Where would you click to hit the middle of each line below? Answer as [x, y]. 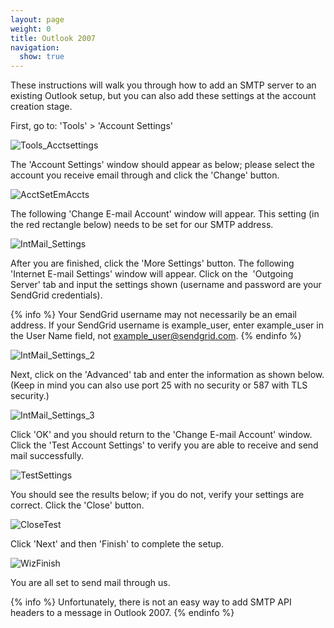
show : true [42, 57]
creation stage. [41, 107]
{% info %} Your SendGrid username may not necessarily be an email [153, 315]
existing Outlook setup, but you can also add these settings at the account [163, 96]
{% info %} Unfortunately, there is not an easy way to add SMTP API [151, 602]
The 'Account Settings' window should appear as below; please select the [162, 165]
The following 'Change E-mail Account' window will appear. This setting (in [165, 214]
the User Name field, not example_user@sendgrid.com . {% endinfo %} [156, 336]
